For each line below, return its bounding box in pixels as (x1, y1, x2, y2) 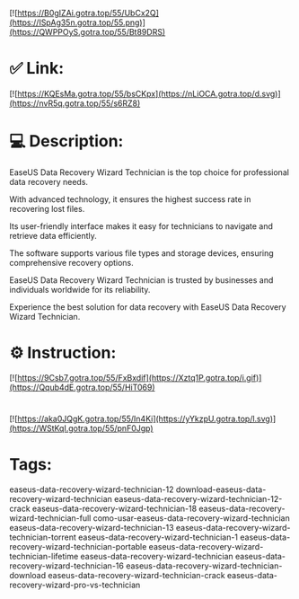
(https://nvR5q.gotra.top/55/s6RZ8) (9, 98, 141, 109)
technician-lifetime (9, 551, 79, 561)
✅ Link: (9, 58, 65, 79)
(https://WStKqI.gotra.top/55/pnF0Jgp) (9, 423, 154, 434)
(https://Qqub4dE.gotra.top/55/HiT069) (9, 382, 155, 392)
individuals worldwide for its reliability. (9, 284, 151, 295)
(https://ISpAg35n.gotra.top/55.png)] (9, 17, 146, 28)
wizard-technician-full (9, 512, 92, 524)
